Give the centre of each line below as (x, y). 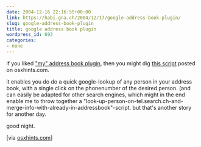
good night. (21, 126)
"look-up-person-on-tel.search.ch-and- (133, 101)
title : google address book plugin (51, 29)
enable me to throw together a (44, 101)
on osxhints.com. (28, 70)
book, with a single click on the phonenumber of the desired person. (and (98, 88)
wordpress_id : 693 (30, 35)
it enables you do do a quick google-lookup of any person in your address (99, 81)
